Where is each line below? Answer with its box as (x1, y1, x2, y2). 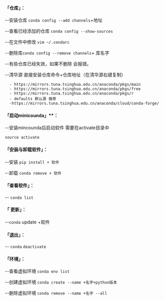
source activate (5, 135, 40, 140)
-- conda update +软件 (5, 219, 50, 225)
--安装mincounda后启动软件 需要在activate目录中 (5, 125, 110, 131)
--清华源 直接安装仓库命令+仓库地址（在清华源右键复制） (5, 72, 126, 78)
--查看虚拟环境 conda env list (5, 268, 70, 274)
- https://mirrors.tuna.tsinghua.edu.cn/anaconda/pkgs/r (9, 91, 134, 96)
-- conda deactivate (5, 243, 47, 250)
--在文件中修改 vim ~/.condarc (5, 39, 70, 45)
